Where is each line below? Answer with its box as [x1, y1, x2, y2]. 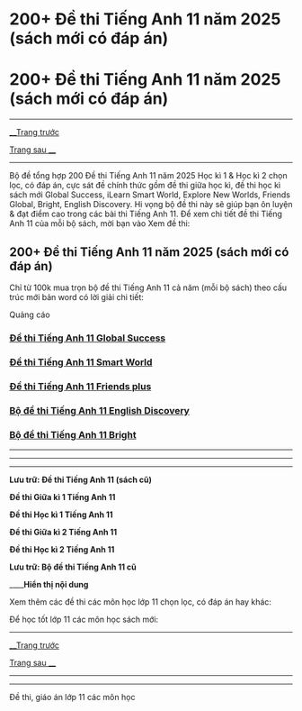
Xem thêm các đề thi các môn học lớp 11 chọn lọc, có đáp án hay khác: [9, 596, 272, 607]
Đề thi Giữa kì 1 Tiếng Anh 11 [9, 491, 116, 502]
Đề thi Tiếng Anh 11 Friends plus [9, 379, 152, 392]
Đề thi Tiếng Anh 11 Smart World [9, 356, 153, 369]
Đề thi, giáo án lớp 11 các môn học [9, 691, 136, 702]
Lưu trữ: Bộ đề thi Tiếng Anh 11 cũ [9, 561, 137, 572]
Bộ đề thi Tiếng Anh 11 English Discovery [9, 404, 191, 416]
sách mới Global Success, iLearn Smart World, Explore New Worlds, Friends [9, 189, 290, 200]
